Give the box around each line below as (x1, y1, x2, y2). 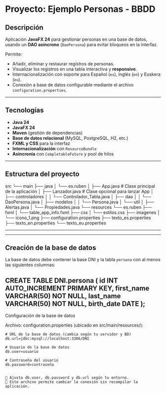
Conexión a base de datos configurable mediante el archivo (12, 82, 134, 88)
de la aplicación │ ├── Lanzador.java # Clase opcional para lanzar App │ (5, 188, 154, 194)
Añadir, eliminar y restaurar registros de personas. (12, 61, 115, 66)
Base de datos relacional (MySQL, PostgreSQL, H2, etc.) (12, 135, 128, 141)
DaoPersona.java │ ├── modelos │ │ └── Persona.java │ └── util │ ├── (5, 199, 155, 205)
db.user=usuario (5, 349, 39, 354)
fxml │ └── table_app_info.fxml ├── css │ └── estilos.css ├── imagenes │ (5, 209, 161, 215)
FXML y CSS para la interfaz (12, 140, 71, 146)
